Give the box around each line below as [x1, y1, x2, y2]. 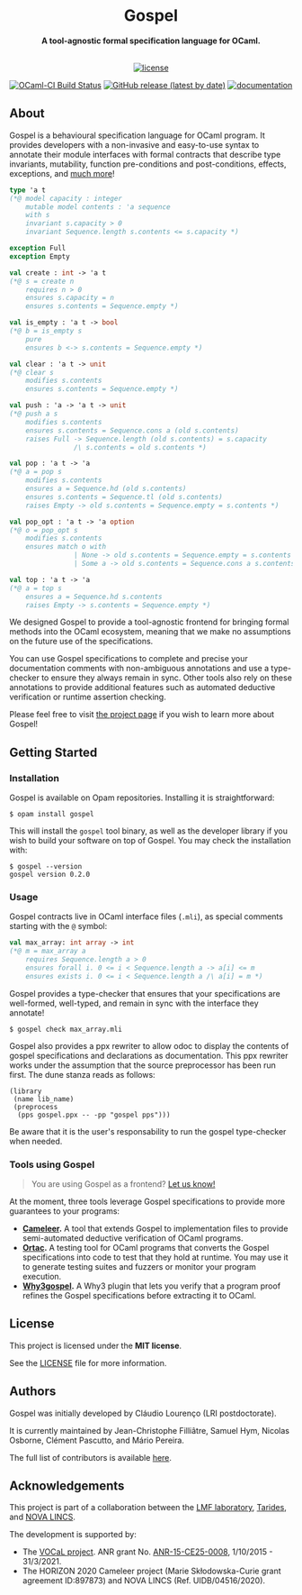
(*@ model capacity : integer [9, 194, 123, 203]
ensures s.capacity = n [25, 294, 115, 303]
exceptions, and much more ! [9, 168, 115, 178]
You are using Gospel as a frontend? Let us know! [31, 1179, 216, 1189]
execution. [22, 1271, 62, 1282]
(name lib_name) [13, 1094, 75, 1104]
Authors [9, 1384, 57, 1399]
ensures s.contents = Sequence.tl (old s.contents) [25, 492, 223, 501]
